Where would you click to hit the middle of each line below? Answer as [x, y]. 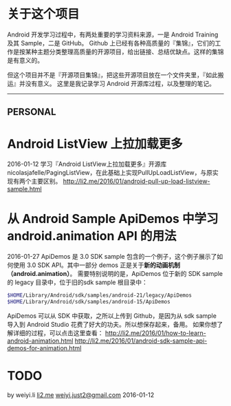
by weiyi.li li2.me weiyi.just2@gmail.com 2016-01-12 [81, 395]
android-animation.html [40, 341]
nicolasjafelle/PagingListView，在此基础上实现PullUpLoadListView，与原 [110, 173]
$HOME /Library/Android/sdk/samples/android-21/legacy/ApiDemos [100, 296]
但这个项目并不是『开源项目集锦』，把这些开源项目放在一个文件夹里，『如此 [112, 75]
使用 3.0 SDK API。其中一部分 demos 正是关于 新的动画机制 [97, 265]
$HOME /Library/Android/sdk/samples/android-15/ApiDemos [89, 302]
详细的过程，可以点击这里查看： [58, 333]
